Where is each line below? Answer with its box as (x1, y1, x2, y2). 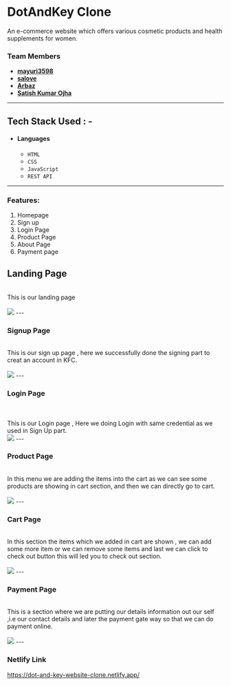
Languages (16, 135, 50, 143)
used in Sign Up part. (7, 426, 67, 434)
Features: (7, 195, 40, 205)
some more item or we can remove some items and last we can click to (7, 545, 208, 553)
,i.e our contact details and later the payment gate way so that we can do (7, 615, 214, 623)
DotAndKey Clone (7, 4, 111, 20)
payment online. (7, 622, 53, 630)
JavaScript (27, 166, 59, 173)
